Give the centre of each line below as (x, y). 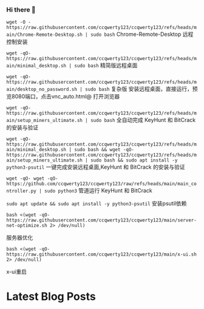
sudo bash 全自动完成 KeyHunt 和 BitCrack (143, 120)
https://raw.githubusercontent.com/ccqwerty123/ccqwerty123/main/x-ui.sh (102, 254)
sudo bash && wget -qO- (104, 150)
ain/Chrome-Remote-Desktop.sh (45, 35)
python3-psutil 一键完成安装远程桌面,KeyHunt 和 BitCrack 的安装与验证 (96, 167)
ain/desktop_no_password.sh (42, 90)
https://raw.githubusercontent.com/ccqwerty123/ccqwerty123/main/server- (102, 220)
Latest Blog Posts (51, 297)
